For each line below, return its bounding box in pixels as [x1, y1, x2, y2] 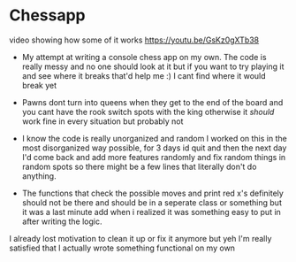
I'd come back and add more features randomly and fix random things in [21, 151, 286, 162]
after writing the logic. [21, 216, 102, 227]
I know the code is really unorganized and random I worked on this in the [21, 133, 287, 143]
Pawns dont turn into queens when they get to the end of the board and [21, 96, 284, 107]
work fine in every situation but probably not [21, 116, 184, 127]
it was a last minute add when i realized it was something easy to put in [21, 206, 281, 217]
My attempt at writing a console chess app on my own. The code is [21, 51, 267, 62]
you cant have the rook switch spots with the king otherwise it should [21, 106, 275, 117]
